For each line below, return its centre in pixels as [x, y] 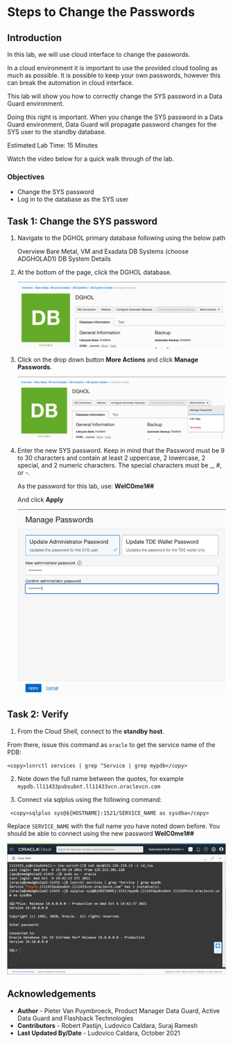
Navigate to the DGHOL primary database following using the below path [121, 238]
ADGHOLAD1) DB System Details [64, 259]
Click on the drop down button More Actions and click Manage [108, 360]
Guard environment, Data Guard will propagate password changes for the [112, 125]
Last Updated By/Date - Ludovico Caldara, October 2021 [98, 1033]
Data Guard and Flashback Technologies [75, 1018]
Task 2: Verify [38, 715]
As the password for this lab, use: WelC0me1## [86, 486]
